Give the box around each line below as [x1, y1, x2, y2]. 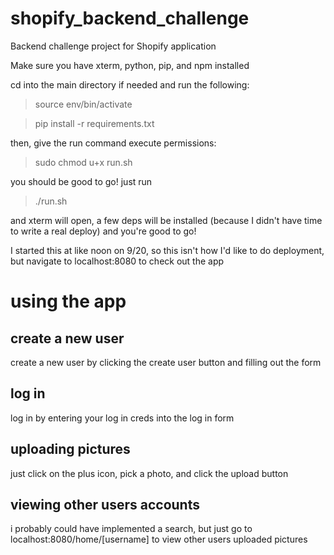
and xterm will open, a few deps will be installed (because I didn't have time [10, 214, 323, 226]
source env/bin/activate [34, 98, 133, 110]
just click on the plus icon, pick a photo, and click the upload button [10, 467, 289, 479]
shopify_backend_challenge [10, 7, 250, 30]
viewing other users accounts [10, 496, 200, 513]
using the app [10, 290, 127, 313]
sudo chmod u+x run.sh [34, 156, 133, 168]
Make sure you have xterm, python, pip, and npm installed [10, 59, 250, 71]
